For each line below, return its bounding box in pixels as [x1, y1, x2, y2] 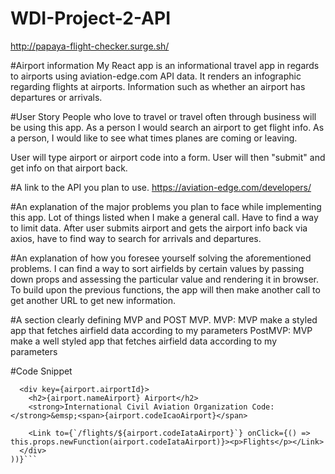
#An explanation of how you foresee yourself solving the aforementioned [10, 252, 312, 264]
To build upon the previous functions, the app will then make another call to [10, 283, 321, 296]
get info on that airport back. [10, 162, 128, 174]
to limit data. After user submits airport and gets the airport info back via [10, 222, 308, 234]
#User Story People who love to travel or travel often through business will [10, 110, 317, 122]
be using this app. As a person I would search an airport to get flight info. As [10, 121, 325, 133]
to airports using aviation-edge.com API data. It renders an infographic [10, 70, 302, 82]
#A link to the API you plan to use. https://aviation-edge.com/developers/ [10, 181, 312, 193]
